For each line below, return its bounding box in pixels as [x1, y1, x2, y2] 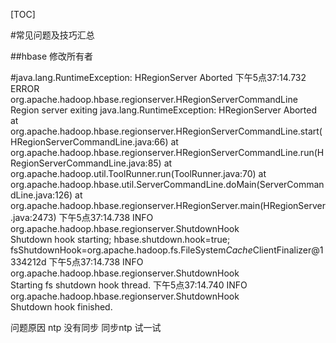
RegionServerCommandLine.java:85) [10, 157, 162, 169]
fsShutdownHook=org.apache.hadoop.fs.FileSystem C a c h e [10, 244, 253, 256]
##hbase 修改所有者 [10, 50, 94, 62]
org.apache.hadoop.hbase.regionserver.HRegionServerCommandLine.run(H [10, 147, 325, 158]
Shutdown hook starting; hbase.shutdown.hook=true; [10, 234, 231, 245]
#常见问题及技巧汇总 [10, 29, 95, 41]
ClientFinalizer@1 [252, 244, 324, 256]
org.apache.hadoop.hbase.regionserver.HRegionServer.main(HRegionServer [10, 200, 326, 211]
